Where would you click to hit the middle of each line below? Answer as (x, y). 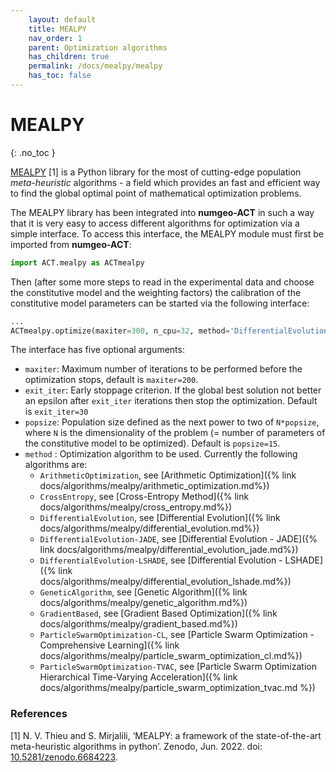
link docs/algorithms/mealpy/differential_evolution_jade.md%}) (169, 550)
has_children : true (69, 57)
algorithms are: (56, 465)
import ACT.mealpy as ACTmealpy (77, 262)
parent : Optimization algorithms (98, 47)
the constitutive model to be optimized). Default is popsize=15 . (152, 443)
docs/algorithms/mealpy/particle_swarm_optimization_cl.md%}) (171, 656)
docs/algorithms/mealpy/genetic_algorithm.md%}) (143, 603)
